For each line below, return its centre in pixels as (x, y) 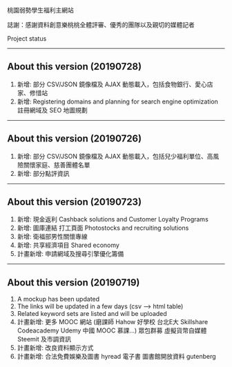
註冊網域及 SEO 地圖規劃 (52, 110)
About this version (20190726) (75, 139)
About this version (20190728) (75, 67)
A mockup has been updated (58, 299)
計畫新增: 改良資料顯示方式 (55, 348)
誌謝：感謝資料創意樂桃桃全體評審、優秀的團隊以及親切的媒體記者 (101, 25)
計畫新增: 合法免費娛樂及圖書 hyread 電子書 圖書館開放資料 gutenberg (116, 357)
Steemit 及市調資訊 (44, 339)
